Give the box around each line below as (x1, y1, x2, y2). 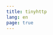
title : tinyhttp (6, 8, 47, 15)
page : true (6, 20, 34, 26)
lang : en (6, 14, 28, 20)
